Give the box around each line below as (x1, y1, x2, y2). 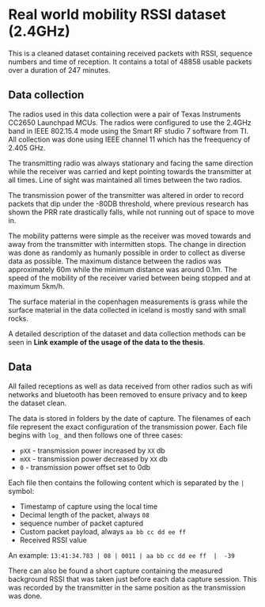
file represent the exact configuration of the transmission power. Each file (8, 422, 248, 431)
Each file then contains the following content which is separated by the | (8, 477, 245, 487)
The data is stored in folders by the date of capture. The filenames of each (8, 413, 251, 423)
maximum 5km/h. (8, 281, 65, 290)
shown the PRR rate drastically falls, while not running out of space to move (8, 207, 255, 217)
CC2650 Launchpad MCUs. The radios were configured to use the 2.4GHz (8, 117, 252, 127)
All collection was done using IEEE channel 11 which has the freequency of (8, 135, 251, 144)
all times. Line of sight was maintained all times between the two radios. (8, 175, 243, 184)
